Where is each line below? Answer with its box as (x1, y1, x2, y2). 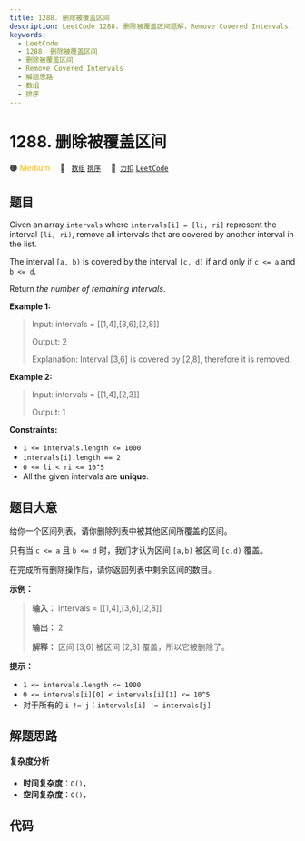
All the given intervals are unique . (22, 471, 150, 482)
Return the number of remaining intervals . (9, 284, 166, 295)
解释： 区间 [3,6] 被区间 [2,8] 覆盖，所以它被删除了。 (31, 642, 230, 653)
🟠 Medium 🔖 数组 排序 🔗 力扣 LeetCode (9, 163, 169, 174)
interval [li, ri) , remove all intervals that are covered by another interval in (9, 229, 295, 240)
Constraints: (9, 425, 58, 436)
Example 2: (9, 372, 53, 383)
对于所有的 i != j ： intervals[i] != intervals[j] (22, 699, 212, 710)
